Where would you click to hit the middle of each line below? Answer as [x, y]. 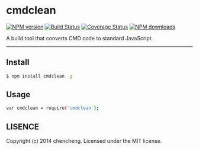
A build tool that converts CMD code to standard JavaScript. [80, 38]
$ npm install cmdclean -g [39, 76]
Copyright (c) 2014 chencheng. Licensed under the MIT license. [84, 141]
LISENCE [23, 127]
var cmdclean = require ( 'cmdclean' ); [53, 108]
